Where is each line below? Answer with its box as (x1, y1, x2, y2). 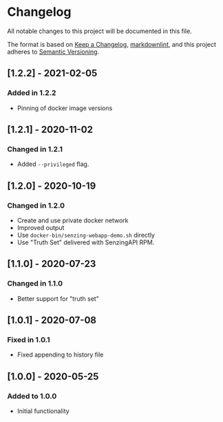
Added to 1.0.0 (7, 391, 57, 401)
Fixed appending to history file (17, 350, 104, 359)
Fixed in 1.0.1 (7, 335, 50, 344)
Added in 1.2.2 (7, 88, 56, 98)
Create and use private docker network (17, 216, 129, 224)
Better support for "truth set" (17, 294, 100, 303)
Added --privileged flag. (17, 160, 89, 169)
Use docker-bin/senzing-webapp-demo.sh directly (17, 231, 155, 239)
